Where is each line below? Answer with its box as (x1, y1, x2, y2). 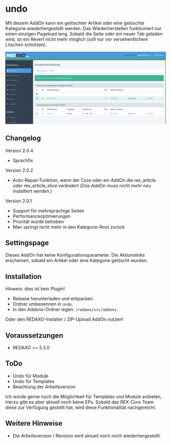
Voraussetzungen (5, 331, 64, 340)
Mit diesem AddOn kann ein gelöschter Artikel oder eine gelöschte (5, 20, 145, 26)
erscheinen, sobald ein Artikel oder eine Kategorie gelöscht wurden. (5, 258, 148, 264)
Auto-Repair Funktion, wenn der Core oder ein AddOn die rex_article (12, 177, 156, 183)
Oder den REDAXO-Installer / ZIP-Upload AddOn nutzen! (5, 316, 124, 322)
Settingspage (5, 239, 49, 247)
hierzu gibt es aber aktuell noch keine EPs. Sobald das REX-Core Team (5, 399, 154, 405)
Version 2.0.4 (5, 147, 34, 153)
